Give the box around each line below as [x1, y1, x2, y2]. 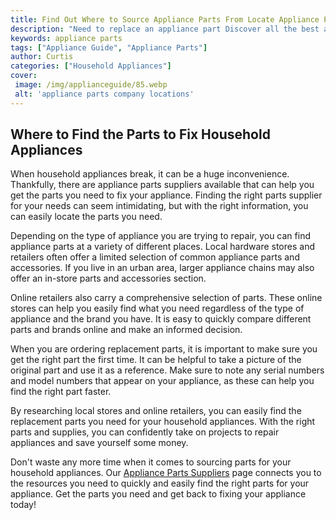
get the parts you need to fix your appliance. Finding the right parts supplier [10, 189, 323, 201]
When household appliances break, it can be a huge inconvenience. [10, 168, 290, 180]
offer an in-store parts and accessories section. [10, 272, 207, 285]
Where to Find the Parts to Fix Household [10, 126, 271, 143]
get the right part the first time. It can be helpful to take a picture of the [10, 354, 302, 366]
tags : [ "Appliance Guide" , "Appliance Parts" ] [10, 42, 208, 53]
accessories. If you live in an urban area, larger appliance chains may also [10, 262, 315, 274]
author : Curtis [10, 52, 74, 62]
